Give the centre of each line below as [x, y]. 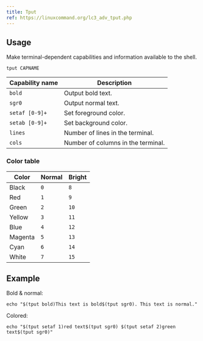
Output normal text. [92, 103]
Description [115, 83]
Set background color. [96, 123]
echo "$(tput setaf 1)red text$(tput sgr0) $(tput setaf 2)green [91, 327]
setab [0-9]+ [28, 123]
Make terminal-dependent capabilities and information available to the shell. [101, 57]
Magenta [22, 237]
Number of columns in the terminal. [114, 143]
